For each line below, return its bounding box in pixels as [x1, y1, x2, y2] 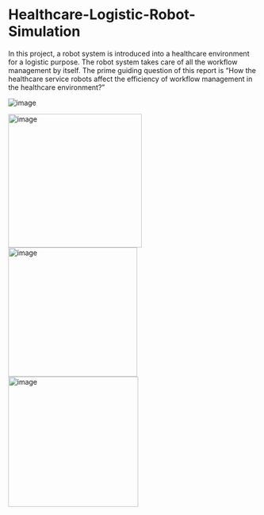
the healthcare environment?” [8, 82, 105, 92]
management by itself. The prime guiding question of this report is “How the [8, 65, 256, 75]
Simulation [8, 22, 81, 41]
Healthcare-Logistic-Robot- [8, 6, 196, 24]
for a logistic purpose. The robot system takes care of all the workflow [8, 57, 238, 67]
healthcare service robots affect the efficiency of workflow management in [8, 74, 253, 83]
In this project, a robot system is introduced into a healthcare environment [8, 48, 250, 58]
